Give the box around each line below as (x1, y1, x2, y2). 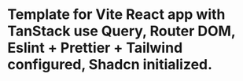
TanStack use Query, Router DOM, (7, 22, 236, 40)
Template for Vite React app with (7, 6, 226, 24)
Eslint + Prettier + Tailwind (7, 39, 183, 57)
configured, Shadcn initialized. (7, 56, 213, 74)
